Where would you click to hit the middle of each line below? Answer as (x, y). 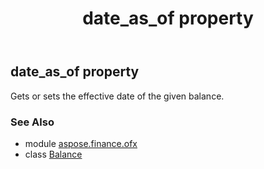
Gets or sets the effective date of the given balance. (117, 96)
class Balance (53, 154)
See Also (32, 122)
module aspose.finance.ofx (81, 143)
